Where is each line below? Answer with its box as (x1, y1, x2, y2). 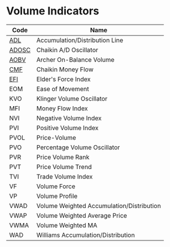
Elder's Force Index (36, 75, 91, 83)
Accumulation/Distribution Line (36, 36, 124, 44)
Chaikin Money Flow (36, 65, 94, 73)
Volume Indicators (6, 4, 100, 18)
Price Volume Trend (36, 162, 92, 171)
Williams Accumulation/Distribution (36, 231, 135, 239)
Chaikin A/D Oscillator (36, 46, 99, 54)
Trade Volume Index (36, 172, 93, 180)
